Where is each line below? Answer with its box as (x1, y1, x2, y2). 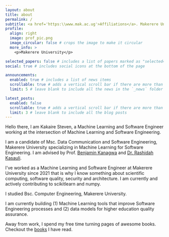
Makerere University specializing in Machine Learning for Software (5, 145, 143, 151)
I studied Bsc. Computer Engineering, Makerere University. (5, 191, 127, 197)
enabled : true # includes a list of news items (10, 77, 112, 82)
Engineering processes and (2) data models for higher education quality (5, 206, 154, 212)
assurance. (5, 211, 29, 217)
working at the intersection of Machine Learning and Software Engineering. (5, 129, 161, 135)
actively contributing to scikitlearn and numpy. (5, 181, 102, 187)
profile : (5, 26, 24, 31)
